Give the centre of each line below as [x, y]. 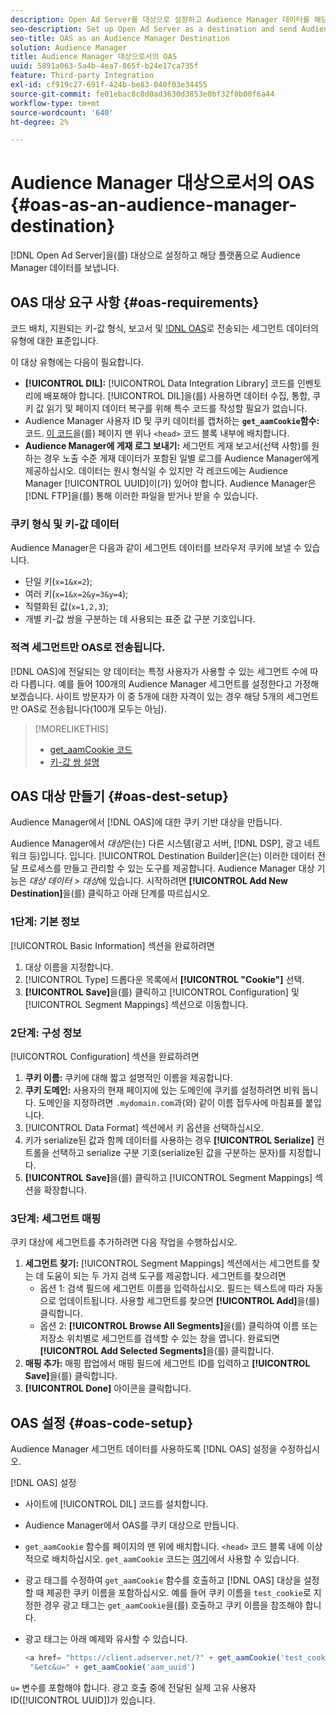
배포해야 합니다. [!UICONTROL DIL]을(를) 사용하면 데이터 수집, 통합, [177, 395]
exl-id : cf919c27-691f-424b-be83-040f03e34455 [109, 85]
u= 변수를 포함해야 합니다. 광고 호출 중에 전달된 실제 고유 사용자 [133, 1687]
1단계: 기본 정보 [45, 922]
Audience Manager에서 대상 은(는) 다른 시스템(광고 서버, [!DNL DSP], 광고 [156, 843]
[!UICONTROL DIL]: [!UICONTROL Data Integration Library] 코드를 [159, 383]
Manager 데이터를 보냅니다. [65, 268]
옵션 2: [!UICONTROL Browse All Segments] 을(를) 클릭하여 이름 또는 [178, 1326]
